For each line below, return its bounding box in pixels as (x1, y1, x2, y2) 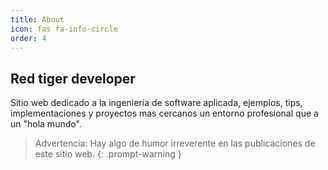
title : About (10, 14, 65, 25)
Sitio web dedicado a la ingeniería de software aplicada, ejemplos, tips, (10, 97, 303, 109)
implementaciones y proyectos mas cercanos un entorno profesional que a (10, 107, 319, 120)
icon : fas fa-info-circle (10, 24, 118, 34)
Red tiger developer (10, 70, 136, 87)
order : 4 (10, 33, 47, 43)
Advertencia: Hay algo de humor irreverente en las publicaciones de (34, 137, 316, 150)
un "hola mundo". (10, 118, 82, 130)
